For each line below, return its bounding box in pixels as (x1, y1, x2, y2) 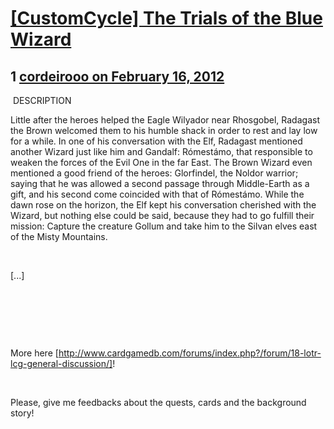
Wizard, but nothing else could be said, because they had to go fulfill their (10, 210, 315, 221)
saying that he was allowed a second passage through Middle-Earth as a (10, 178, 310, 189)
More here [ (10, 347, 59, 359)
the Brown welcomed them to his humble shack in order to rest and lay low (10, 125, 318, 136)
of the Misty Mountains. (10, 231, 108, 242)
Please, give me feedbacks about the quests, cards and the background (10, 397, 307, 408)
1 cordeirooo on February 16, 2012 (10, 68, 225, 85)
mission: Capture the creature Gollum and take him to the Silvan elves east (10, 220, 318, 232)
